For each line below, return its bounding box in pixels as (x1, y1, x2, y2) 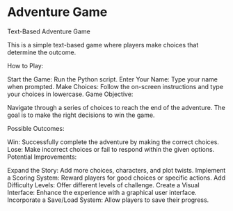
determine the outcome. (7, 48, 77, 56)
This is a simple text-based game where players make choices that (7, 40, 199, 49)
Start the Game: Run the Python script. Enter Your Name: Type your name (7, 75, 218, 84)
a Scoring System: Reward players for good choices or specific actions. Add (7, 173, 226, 182)
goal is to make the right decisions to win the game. (7, 111, 155, 119)
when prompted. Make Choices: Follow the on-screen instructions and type (7, 82, 224, 91)
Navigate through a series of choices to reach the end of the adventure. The (7, 103, 226, 111)
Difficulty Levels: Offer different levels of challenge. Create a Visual (7, 180, 200, 189)
